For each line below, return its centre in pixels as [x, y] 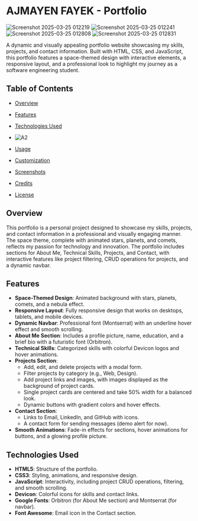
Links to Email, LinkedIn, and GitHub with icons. [81, 418]
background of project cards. [59, 386]
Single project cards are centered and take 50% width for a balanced [108, 392]
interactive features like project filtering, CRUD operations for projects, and [97, 259]
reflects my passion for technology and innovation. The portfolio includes [95, 246]
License [24, 195]
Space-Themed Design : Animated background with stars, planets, [96, 298]
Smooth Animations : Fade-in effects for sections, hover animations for [101, 430]
